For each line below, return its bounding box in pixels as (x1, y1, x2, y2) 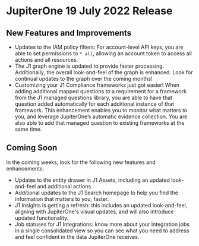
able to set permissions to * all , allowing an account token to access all (14, 50, 192, 57)
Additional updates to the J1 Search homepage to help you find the (14, 189, 178, 196)
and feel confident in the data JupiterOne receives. (14, 233, 140, 240)
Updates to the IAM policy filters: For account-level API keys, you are (14, 43, 184, 51)
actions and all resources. (14, 56, 78, 63)
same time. (14, 126, 42, 133)
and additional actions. (37, 182, 93, 190)
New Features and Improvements (6, 28, 132, 38)
